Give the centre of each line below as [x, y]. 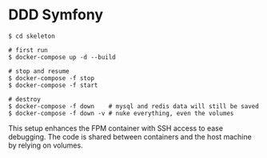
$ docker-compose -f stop [51, 78]
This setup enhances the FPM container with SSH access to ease [116, 128]
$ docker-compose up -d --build [62, 57]
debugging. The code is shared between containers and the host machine [130, 136]
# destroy [25, 99]
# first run [28, 50]
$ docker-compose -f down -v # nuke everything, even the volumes [121, 113]
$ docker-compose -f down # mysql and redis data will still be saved [134, 106]
